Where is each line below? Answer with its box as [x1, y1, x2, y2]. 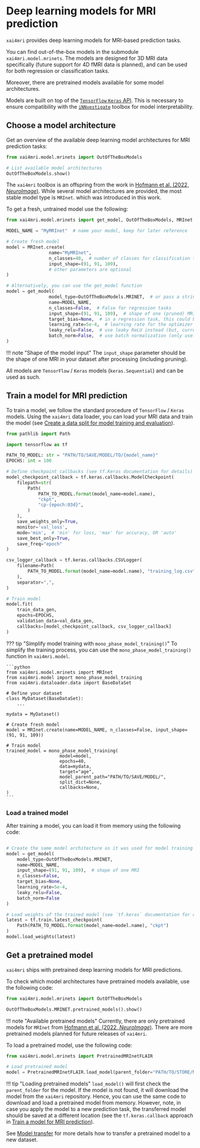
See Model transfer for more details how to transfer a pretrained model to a [6, 1130, 190, 1137]
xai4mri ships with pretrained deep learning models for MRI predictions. [6, 966, 183, 973]
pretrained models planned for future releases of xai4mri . [6, 1030, 148, 1037]
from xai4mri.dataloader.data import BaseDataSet [6, 680, 132, 686]
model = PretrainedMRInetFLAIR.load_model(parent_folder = [6, 1069, 153, 1076]
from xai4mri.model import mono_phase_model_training [6, 674, 143, 680]
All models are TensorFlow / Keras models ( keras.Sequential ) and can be [6, 367, 184, 374]
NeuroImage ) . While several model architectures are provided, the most [6, 188, 182, 195]
